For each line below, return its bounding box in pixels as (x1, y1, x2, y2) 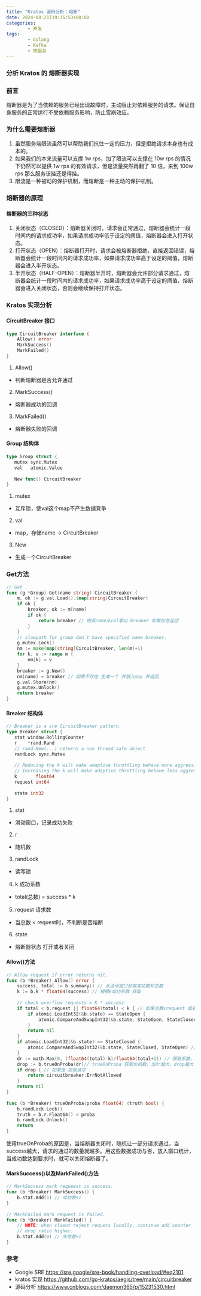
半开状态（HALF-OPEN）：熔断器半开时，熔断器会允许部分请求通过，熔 (14, 270, 190, 277)
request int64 (14, 779, 50, 785)
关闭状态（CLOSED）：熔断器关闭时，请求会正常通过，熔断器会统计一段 (14, 225, 191, 232)
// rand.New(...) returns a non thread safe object (14, 745, 146, 751)
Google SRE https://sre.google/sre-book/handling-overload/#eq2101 (14, 1268, 184, 1276)
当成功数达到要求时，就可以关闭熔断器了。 (6, 1155, 111, 1162)
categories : (6, 20, 36, 26)
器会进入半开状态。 (14, 262, 63, 269)
